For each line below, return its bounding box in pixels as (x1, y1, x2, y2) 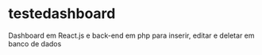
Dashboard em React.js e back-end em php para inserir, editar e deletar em (8, 31, 256, 40)
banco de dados (8, 38, 62, 48)
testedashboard (8, 5, 116, 23)
